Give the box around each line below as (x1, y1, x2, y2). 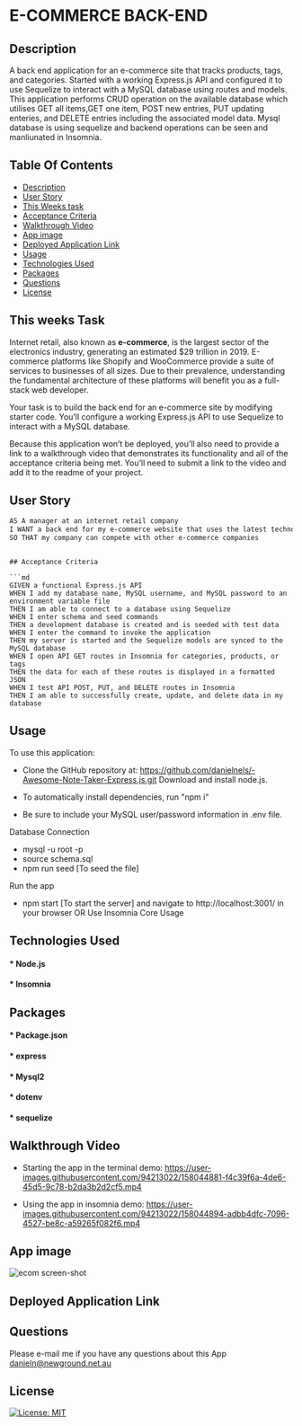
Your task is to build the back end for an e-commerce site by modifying (9, 402, 273, 412)
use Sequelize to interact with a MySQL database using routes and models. (9, 84, 288, 94)
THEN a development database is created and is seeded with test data (9, 621, 280, 630)
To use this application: (9, 747, 96, 757)
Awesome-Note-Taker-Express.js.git (22, 774, 157, 784)
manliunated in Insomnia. (9, 132, 102, 142)
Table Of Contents (9, 158, 114, 173)
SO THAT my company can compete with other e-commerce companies (9, 534, 259, 543)
